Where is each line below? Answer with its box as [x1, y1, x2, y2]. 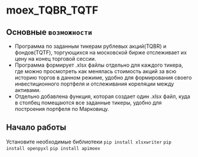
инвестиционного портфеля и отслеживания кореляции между [14, 80, 174, 87]
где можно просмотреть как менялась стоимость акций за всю [14, 68, 177, 74]
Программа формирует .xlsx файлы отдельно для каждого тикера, [14, 61, 183, 68]
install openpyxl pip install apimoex [6, 145, 100, 151]
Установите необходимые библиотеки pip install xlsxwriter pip [6, 138, 172, 145]
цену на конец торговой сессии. [14, 55, 96, 62]
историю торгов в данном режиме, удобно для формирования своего [14, 74, 192, 81]
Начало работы [6, 122, 67, 133]
